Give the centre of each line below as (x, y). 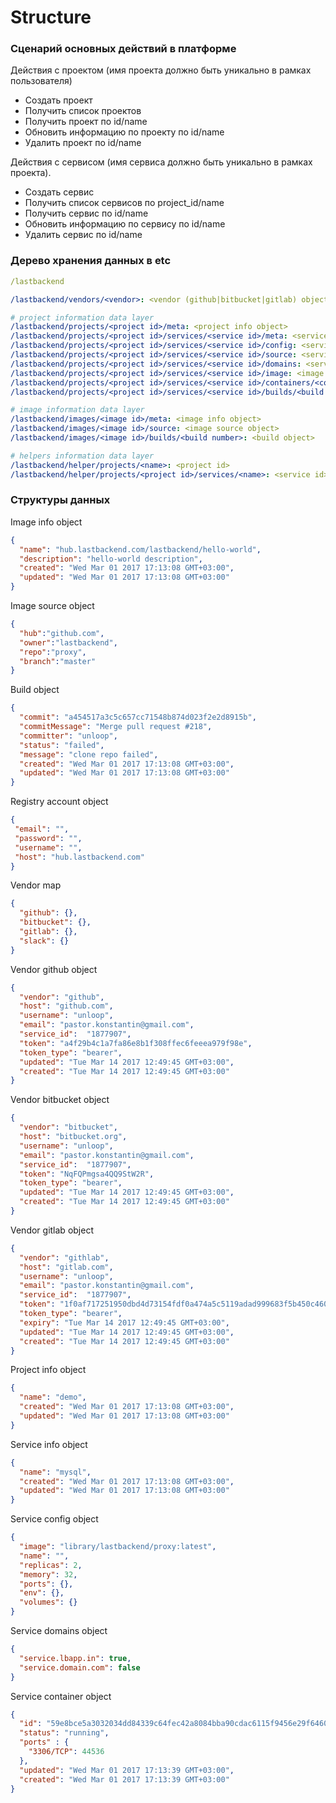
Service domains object (59, 1631)
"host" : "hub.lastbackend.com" (79, 857)
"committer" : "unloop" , (68, 736)
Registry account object (59, 802)
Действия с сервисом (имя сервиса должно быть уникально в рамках (161, 162)
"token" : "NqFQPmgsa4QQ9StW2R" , (87, 1174)
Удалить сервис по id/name (83, 235)
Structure (51, 17)
